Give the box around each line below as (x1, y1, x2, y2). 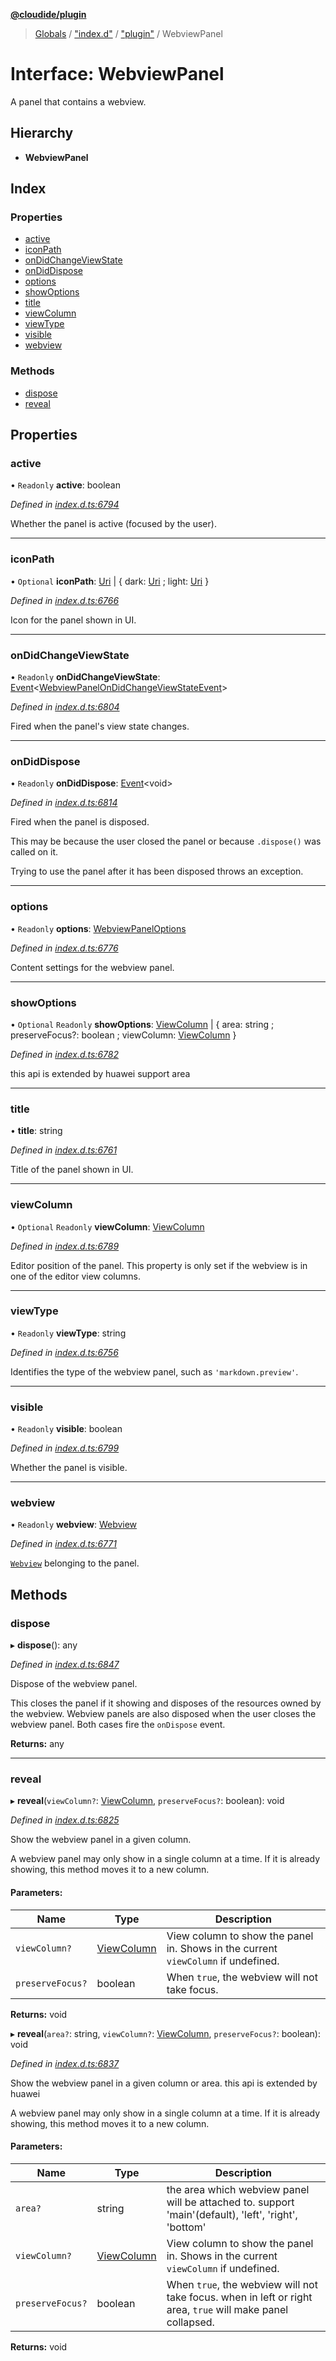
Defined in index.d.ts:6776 (10, 942, 119, 954)
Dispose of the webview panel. (10, 1678, 138, 1690)
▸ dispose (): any (10, 1639, 78, 1651)
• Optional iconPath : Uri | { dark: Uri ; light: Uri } (10, 575, 210, 587)
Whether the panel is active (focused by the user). (10, 518, 217, 530)
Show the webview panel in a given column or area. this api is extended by (10, 2077, 318, 2089)
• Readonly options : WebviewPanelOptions (10, 922, 187, 934)
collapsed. (166, 2315, 215, 2329)
